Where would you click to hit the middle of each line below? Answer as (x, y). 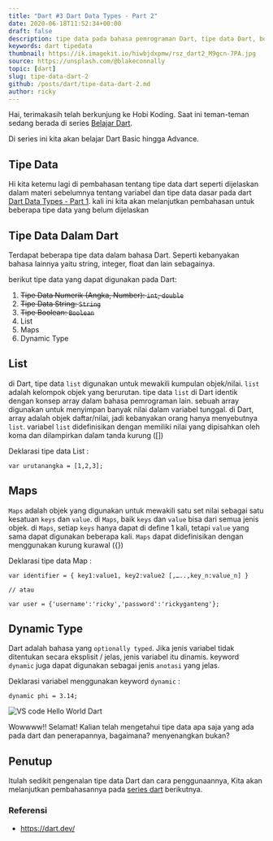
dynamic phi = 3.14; (43, 696)
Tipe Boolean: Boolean (57, 312)
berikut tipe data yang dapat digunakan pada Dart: (93, 280)
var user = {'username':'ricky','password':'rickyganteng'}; (114, 604)
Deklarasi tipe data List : (49, 451)
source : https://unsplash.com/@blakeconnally (87, 62)
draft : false (30, 31)
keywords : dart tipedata (50, 46)
